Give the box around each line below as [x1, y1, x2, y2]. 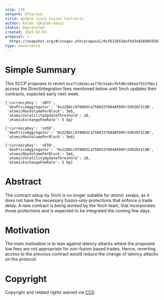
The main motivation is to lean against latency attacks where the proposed [5, 241, 155, 246]
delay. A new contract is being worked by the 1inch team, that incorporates [5, 203, 156, 208]
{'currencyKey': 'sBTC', [5, 100, 56, 105]
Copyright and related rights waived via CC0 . [5, 289, 96, 295]
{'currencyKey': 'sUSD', [5, 126, 56, 131]
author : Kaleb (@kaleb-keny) [5, 20, 64, 26]
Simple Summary [5, 64, 76, 75]
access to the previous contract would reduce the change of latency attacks [5, 251, 159, 257]
